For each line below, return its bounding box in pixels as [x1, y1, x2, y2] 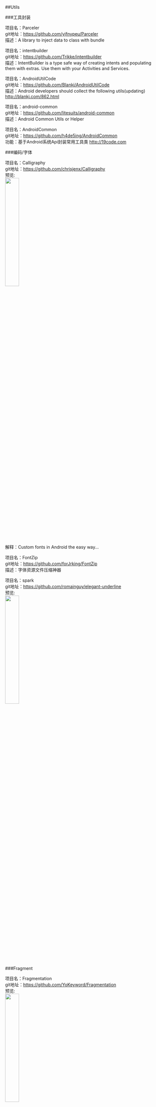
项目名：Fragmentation [5, 976, 52, 981]
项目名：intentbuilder [5, 48, 48, 53]
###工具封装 [5, 14, 31, 20]
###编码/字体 [5, 149, 32, 155]
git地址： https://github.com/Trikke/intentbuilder [5, 54, 102, 60]
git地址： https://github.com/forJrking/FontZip [5, 561, 97, 567]
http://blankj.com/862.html [5, 94, 60, 99]
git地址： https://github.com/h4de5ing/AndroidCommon [5, 133, 118, 139]
